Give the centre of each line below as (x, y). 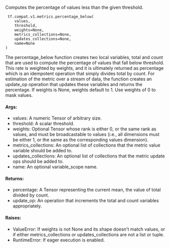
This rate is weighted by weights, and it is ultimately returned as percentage (84, 68)
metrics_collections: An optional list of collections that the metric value (87, 145)
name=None (25, 43)
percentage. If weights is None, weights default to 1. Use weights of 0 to (80, 90)
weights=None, (29, 30)
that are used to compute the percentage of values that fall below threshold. (85, 63)
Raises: (13, 218)
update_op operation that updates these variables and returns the (74, 84)
